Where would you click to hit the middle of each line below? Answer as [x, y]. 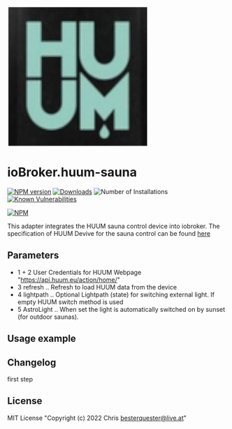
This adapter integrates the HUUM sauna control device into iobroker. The [114, 226]
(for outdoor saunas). [48, 317]
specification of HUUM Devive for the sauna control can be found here [109, 233]
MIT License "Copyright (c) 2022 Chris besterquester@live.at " [97, 418]
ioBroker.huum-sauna [72, 173]
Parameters [33, 256]
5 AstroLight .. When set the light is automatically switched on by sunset [121, 309]
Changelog [32, 362]
